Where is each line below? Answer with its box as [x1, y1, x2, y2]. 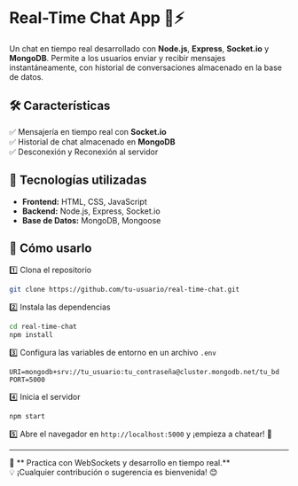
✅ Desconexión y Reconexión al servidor [9, 146, 159, 157]
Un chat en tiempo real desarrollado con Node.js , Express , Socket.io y [9, 43, 270, 54]
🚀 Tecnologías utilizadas [9, 173, 147, 188]
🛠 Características [9, 98, 111, 114]
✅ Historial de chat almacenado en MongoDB [9, 136, 176, 147]
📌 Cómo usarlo [9, 240, 92, 255]
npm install [9, 331, 53, 340]
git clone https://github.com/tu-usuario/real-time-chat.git [9, 286, 240, 294]
